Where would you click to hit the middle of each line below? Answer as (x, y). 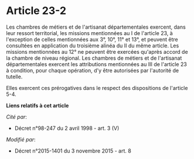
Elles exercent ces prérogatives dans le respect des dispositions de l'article (97, 88)
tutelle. (14, 77)
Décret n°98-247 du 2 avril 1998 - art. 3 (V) (67, 128)
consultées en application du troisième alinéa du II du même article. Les (93, 46)
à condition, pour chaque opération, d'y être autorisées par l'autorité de (93, 70)
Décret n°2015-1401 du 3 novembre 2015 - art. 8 (73, 151)
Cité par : (17, 117)
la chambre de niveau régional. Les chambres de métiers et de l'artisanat (94, 58)
